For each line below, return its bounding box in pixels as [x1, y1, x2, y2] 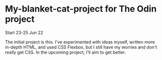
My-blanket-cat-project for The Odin [5, 3, 157, 15]
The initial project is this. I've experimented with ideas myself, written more [5, 39, 155, 45]
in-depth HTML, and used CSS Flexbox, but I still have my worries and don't [5, 44, 157, 50]
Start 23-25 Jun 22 [5, 30, 43, 35]
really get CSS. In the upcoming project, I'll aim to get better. [5, 49, 126, 55]
